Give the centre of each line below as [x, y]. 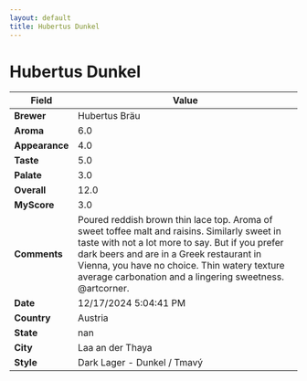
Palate [28, 175]
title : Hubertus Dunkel [55, 26]
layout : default [40, 18]
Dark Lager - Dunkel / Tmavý [140, 363]
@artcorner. [103, 289]
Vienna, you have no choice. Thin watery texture [181, 266]
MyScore [34, 205]
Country [32, 318]
